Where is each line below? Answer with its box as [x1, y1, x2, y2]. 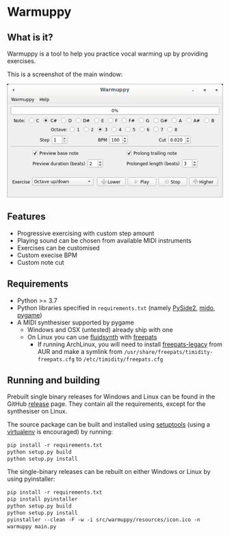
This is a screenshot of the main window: [7, 70, 123, 78]
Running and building [7, 374, 101, 386]
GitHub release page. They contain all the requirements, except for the [7, 400, 206, 408]
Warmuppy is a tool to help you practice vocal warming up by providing [7, 49, 209, 58]
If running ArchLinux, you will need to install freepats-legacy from [37, 340, 222, 348]
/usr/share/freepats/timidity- [124, 348, 214, 355]
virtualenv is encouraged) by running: [7, 428, 113, 436]
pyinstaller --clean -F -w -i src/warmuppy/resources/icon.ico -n [7, 516, 201, 523]
